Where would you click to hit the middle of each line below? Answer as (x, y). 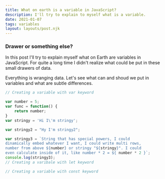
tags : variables (22, 24)
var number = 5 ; (22, 102)
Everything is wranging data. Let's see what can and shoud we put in (77, 78)
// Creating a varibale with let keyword (50, 162)
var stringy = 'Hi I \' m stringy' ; (42, 120)
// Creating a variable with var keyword (50, 93)
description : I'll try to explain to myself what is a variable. (75, 15)
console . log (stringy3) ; (30, 158)
